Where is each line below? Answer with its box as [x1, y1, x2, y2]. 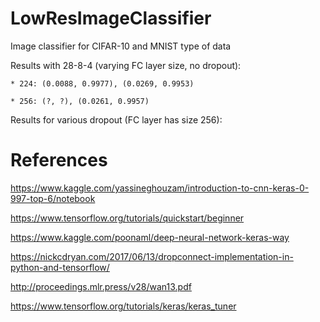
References [10, 149, 108, 172]
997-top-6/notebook [10, 192, 96, 204]
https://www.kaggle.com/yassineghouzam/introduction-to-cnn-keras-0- [10, 182, 310, 194]
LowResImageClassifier [10, 7, 212, 30]
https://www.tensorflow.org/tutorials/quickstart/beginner [10, 212, 245, 224]
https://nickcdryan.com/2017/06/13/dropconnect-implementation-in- [10, 250, 294, 262]
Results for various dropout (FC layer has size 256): [10, 113, 223, 126]
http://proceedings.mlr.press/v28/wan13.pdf [10, 280, 192, 292]
